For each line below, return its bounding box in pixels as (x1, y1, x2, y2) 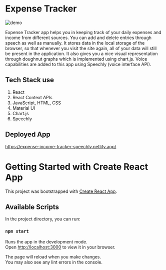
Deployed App (5, 130, 51, 139)
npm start (5, 228, 29, 234)
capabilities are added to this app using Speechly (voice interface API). (5, 61, 151, 67)
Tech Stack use (5, 76, 54, 84)
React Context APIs (12, 94, 52, 100)
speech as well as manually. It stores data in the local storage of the (5, 40, 145, 46)
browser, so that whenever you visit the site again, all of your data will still (5, 45, 157, 51)
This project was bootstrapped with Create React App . (5, 188, 117, 194)
